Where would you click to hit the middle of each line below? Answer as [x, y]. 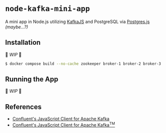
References [23, 107]
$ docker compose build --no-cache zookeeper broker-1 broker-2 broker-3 [83, 64]
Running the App [32, 79]
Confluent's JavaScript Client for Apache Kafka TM [64, 125]
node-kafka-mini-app [48, 9]
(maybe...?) [17, 27]
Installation [23, 43]
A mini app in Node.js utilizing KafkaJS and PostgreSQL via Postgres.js [78, 21]
